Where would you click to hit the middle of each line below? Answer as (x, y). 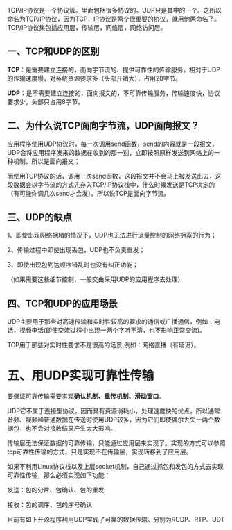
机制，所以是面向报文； (46, 161)
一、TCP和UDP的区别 (53, 52)
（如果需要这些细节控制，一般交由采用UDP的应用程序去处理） (96, 279)
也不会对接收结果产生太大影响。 (71, 429)
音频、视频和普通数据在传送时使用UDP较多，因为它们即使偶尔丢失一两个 (111, 420)
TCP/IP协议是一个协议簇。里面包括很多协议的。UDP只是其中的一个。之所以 (114, 10)
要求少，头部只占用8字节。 (46, 101)
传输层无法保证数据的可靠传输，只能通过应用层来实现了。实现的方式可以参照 (116, 443)
